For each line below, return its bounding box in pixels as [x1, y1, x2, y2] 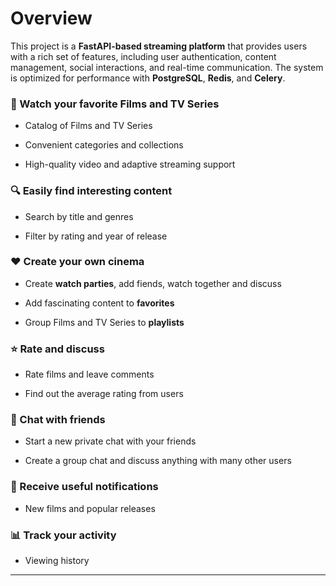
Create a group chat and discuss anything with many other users [24, 455, 292, 467]
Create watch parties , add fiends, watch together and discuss [24, 277, 282, 289]
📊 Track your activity [10, 528, 117, 542]
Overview [10, 7, 93, 30]
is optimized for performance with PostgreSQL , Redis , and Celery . [10, 72, 286, 84]
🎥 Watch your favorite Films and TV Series [10, 97, 220, 111]
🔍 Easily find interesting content [10, 184, 173, 198]
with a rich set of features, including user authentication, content [10, 50, 277, 62]
